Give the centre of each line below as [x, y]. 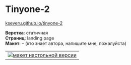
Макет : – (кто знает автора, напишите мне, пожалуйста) [66, 43]
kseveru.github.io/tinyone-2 [34, 23]
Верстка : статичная [27, 32]
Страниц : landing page [30, 38]
